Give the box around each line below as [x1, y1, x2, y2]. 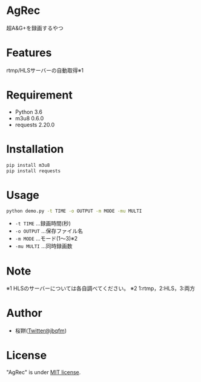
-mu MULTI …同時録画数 [15, 242, 73, 250]
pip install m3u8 [6, 162, 50, 168]
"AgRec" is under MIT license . [6, 369, 81, 376]
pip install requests [6, 167, 61, 174]
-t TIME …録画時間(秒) [15, 220, 71, 227]
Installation [6, 143, 64, 156]
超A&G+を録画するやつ [6, 24, 64, 31]
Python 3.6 [15, 108, 42, 115]
